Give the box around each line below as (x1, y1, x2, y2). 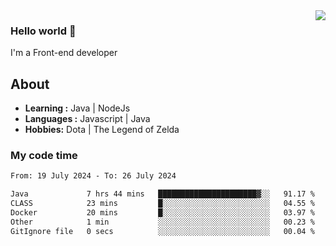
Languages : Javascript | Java (24, 113, 151, 125)
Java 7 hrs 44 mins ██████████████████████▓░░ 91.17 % (10, 189, 315, 199)
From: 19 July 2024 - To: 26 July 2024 (10, 171, 177, 181)
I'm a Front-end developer (10, 47, 118, 59)
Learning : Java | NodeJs (24, 102, 131, 114)
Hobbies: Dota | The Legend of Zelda (24, 124, 180, 136)
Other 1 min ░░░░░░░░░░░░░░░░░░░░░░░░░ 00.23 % (10, 217, 315, 227)
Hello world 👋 (10, 24, 77, 38)
